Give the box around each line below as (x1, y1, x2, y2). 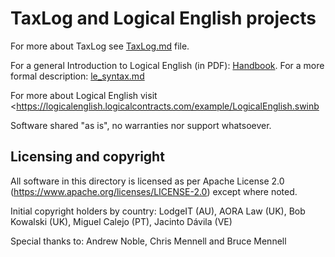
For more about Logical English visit (10, 89, 158, 101)
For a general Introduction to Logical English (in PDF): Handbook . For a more (10, 59, 325, 71)
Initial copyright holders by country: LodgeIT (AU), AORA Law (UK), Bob (10, 205, 306, 217)
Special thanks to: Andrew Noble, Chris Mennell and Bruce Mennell (10, 235, 287, 247)
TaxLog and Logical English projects (10, 7, 317, 30)
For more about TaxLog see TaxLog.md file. (10, 40, 190, 52)
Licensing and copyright (10, 148, 165, 166)
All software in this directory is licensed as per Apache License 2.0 (10, 175, 285, 187)
